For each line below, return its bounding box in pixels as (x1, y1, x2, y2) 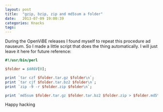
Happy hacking (5, 102, 35, 108)
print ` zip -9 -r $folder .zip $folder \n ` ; (5, 84, 92, 89)
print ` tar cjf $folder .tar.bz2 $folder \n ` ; (5, 80, 97, 84)
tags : (5, 25, 16, 30)
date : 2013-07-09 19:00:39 (5, 16, 64, 21)
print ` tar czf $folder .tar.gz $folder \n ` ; (5, 75, 95, 80)
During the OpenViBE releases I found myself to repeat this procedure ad (5, 38, 151, 44)
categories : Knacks (5, 20, 45, 26)
